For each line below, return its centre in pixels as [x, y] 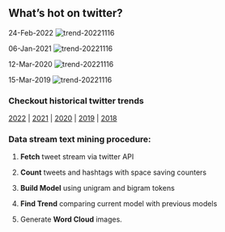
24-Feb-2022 [31, 32]
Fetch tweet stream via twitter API [77, 157]
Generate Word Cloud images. [71, 219]
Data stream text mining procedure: [80, 139]
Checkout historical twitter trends [76, 100]
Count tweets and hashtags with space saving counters [113, 172]
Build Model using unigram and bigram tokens [98, 188]
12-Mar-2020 [30, 64]
